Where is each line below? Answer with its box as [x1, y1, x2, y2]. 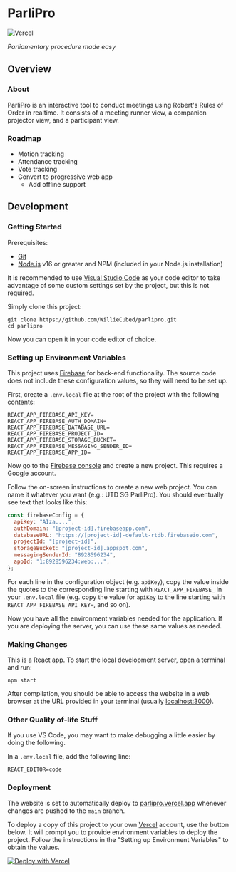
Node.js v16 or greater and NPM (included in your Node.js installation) [17, 259, 223, 268]
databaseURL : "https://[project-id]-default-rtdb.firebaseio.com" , [14, 531, 219, 539]
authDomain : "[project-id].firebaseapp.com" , [14, 525, 152, 532]
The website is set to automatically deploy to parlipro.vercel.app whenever [7, 799, 227, 807]
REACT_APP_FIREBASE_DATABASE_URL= [7, 424, 111, 431]
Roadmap [7, 133, 41, 143]
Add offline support [28, 180, 86, 188]
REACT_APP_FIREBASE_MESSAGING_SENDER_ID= [7, 442, 133, 450]
